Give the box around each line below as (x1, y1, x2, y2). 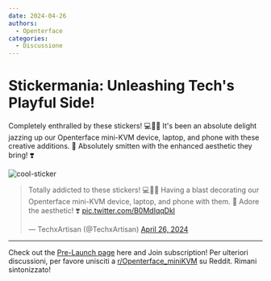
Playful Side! (8, 94, 95, 112)
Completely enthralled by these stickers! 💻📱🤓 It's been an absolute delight (8, 121, 257, 131)
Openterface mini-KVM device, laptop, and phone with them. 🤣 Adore (27, 197, 260, 207)
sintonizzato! (8, 265, 51, 275)
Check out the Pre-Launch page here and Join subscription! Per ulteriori (8, 248, 248, 258)
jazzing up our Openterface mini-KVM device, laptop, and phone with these (8, 132, 260, 142)
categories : (8, 34, 48, 43)
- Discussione (15, 42, 63, 50)
